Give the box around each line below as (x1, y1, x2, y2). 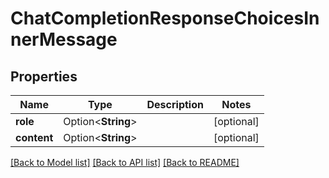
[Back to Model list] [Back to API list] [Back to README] (10, 157, 240, 168)
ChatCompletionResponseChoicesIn (10, 7, 320, 30)
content (15, 131, 54, 144)
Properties (10, 68, 78, 85)
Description (146, 98, 204, 111)
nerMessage (10, 28, 118, 51)
